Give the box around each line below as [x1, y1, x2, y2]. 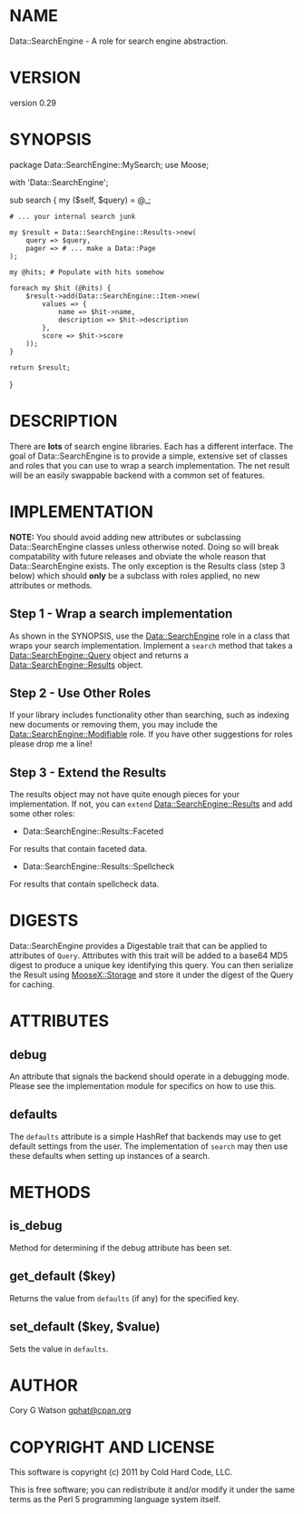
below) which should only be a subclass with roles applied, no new [9, 569, 260, 581]
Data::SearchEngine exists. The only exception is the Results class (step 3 [9, 560, 286, 571]
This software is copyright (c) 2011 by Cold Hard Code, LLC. [9, 1467, 233, 1478]
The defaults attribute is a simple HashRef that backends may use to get [9, 1131, 281, 1142]
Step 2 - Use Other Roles [9, 685, 152, 700]
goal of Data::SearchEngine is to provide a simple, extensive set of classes [9, 450, 289, 461]
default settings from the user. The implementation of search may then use [9, 1141, 289, 1152]
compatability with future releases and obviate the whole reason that [9, 550, 266, 561]
